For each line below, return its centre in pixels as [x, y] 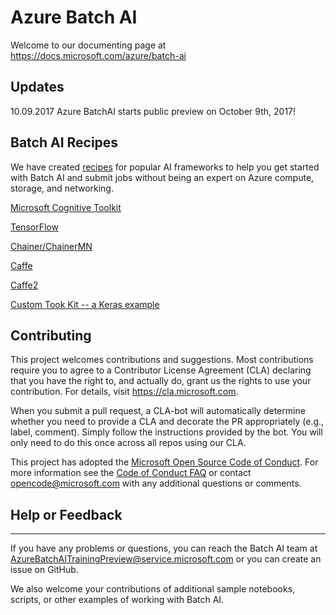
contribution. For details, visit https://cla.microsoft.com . [124, 392]
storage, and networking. [62, 188]
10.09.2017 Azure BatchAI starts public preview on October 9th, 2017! [153, 111]
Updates [37, 87]
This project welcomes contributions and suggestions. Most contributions [162, 360]
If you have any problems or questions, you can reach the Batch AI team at [164, 548]
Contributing [51, 335]
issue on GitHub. [44, 570]
